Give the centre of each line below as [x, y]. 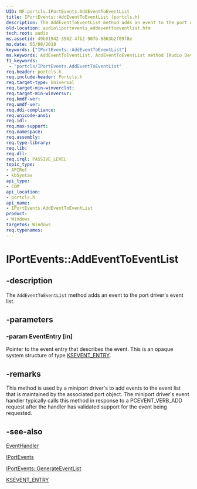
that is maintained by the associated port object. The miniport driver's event [98, 394]
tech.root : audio [27, 34]
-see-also [24, 432]
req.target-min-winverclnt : [40, 88]
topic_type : [21, 165]
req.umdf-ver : [23, 104]
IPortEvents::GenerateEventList [44, 468]
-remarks [23, 374]
